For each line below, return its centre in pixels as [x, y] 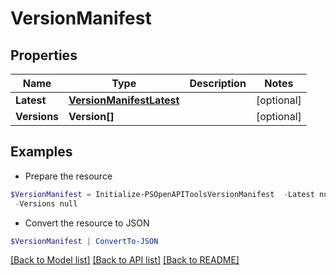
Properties [44, 55]
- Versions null [46, 203]
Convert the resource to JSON [87, 223]
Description [218, 83]
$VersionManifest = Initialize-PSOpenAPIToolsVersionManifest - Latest [162, 194]
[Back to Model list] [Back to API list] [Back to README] [125, 260]
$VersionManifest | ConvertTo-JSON [84, 241]
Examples [41, 152]
